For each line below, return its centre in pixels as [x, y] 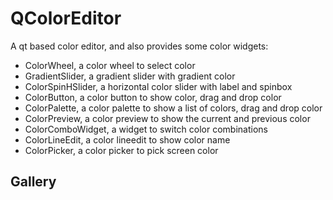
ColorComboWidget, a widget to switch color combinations [146, 129]
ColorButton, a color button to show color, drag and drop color [153, 97]
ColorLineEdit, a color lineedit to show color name [127, 139]
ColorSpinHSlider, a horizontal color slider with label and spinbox [158, 86]
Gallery [33, 182]
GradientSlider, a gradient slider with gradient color [130, 76]
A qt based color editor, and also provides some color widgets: [139, 46]
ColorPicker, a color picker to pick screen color [121, 150]
